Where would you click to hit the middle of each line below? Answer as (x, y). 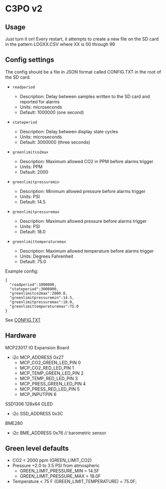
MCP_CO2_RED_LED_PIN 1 (47, 368)
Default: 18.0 (33, 231)
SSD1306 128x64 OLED (29, 404)
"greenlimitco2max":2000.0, (39, 293)
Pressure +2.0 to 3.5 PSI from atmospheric (56, 466)
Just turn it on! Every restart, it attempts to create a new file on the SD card (82, 39)
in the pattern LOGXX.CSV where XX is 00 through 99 (60, 44)
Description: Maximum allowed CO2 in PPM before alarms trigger (86, 161)
